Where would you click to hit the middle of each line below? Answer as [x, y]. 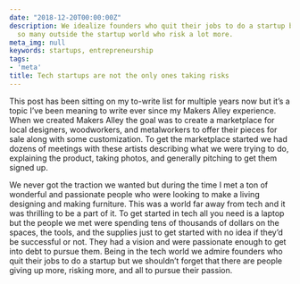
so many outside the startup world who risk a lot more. [125, 34]
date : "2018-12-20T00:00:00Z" [66, 17]
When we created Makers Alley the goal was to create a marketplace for [142, 120]
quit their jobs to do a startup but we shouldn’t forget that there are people [146, 261]
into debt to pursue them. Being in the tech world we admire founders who [146, 251]
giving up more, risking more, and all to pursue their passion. [121, 270]
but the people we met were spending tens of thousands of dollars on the [144, 222]
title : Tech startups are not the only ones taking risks [119, 76]
